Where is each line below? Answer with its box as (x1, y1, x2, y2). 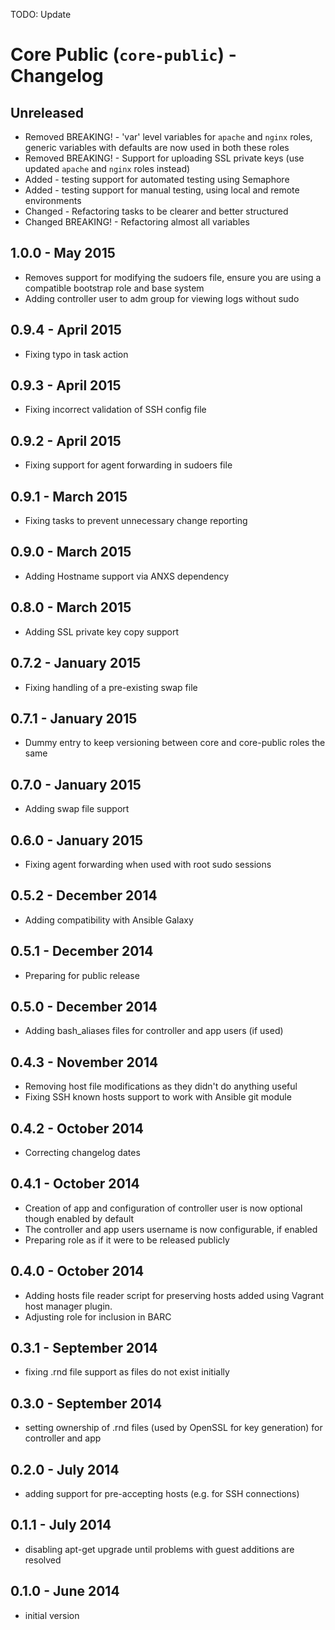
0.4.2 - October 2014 (10, 1120, 144, 1137)
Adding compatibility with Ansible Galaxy (24, 914, 194, 926)
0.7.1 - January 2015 (10, 710, 138, 727)
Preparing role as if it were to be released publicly (24, 1234, 230, 1246)
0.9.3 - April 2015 (10, 377, 122, 394)
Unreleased (10, 104, 85, 121)
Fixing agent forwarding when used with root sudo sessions (24, 858, 272, 870)
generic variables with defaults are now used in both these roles (24, 142, 290, 153)
